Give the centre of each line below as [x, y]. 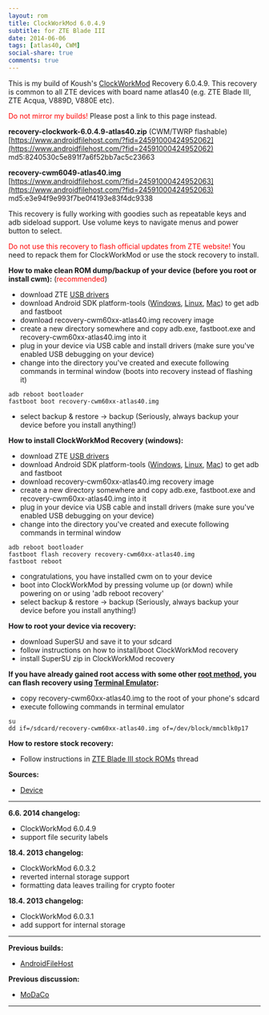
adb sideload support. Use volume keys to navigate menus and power [123, 222]
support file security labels [64, 837]
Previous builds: [36, 948]
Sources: [24, 774]
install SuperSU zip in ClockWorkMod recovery [97, 658]
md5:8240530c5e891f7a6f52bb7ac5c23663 [82, 156]
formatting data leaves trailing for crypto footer [97, 885]
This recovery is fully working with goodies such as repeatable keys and [127, 213]
